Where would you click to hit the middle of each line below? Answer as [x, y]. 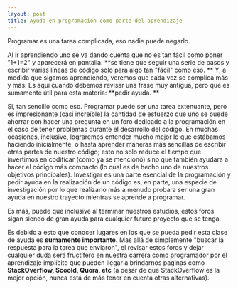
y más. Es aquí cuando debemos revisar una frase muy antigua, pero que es [119, 85]
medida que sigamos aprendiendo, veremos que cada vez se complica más [118, 77]
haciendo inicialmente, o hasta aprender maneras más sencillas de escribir [117, 144]
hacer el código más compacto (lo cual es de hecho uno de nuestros [108, 167]
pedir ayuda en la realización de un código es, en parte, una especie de [112, 182]
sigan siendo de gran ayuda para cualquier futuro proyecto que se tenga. [114, 219]
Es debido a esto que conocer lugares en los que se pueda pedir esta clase [118, 232]
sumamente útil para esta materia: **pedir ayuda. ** [83, 93]
